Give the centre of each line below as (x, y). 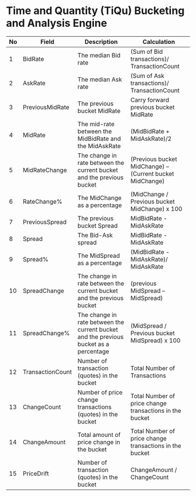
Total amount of (99, 435)
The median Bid (99, 55)
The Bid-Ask (95, 235)
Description (101, 42)
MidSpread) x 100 (155, 340)
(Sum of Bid (147, 51)
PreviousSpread (45, 222)
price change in (99, 442)
